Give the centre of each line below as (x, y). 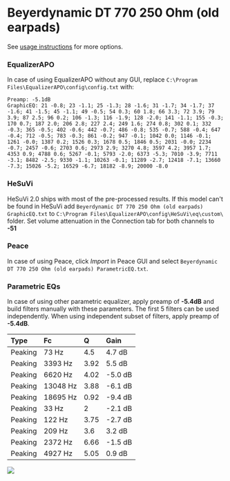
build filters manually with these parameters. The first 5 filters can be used (113, 309)
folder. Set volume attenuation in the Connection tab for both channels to (111, 221)
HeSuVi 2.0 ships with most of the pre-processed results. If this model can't (115, 199)
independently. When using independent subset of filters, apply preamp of (113, 316)
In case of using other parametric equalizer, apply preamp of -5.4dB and (111, 302)
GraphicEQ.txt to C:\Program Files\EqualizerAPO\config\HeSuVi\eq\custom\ (115, 213)
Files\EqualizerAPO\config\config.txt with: (71, 87)
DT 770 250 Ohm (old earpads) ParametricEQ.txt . (78, 269)
